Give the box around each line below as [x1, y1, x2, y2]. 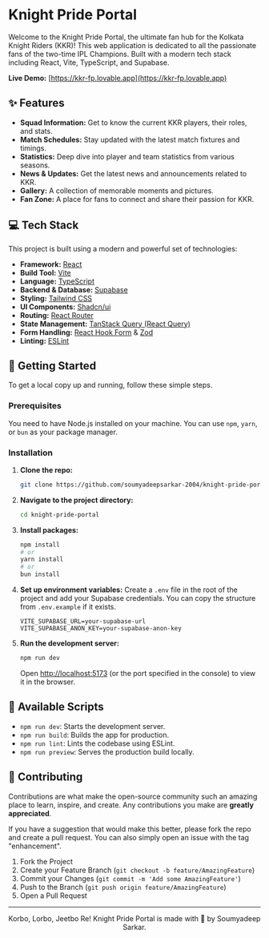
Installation [8, 447, 54, 458]
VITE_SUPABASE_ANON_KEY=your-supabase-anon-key [19, 625, 182, 633]
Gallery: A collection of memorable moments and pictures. [19, 186, 214, 195]
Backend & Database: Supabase [19, 284, 128, 294]
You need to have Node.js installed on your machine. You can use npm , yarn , [8, 418, 258, 428]
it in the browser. [19, 677, 76, 686]
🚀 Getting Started [8, 359, 97, 372]
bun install [19, 570, 60, 578]
